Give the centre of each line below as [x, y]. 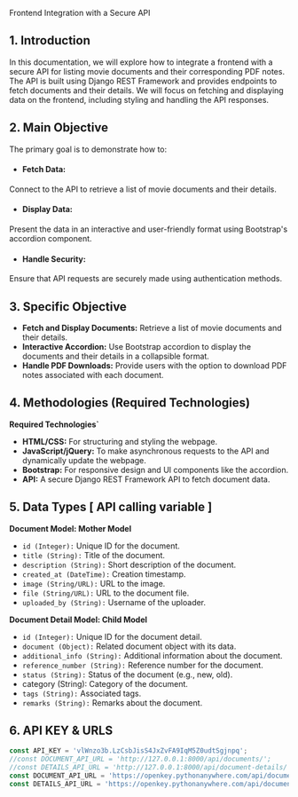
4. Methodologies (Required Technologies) [130, 403]
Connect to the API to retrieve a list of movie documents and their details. [143, 189]
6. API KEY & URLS [61, 731]
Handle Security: [54, 259]
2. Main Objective [59, 128]
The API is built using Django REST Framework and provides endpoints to [143, 81]
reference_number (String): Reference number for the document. [142, 665]
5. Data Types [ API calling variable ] [111, 507]
